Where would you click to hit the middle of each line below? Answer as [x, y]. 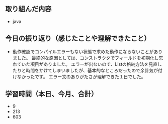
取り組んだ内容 [28, 9]
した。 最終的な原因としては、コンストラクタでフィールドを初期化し [88, 58]
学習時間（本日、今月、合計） [52, 94]
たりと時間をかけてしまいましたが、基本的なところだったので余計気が [85, 70]
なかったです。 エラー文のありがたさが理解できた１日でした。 [81, 76]
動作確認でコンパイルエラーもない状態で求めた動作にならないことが [83, 51]
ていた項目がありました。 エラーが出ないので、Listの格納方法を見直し [90, 64]
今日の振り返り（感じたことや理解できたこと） [78, 38]
